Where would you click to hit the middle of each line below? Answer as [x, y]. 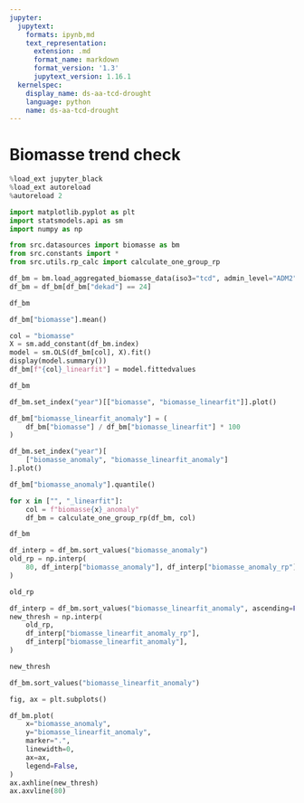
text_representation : [66, 43]
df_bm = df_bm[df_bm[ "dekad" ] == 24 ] [81, 287]
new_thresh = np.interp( [56, 617]
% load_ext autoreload [50, 188]
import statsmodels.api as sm [66, 221]
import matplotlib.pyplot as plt [72, 212]
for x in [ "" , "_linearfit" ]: [66, 501]
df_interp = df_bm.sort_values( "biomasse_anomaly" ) [109, 551]
